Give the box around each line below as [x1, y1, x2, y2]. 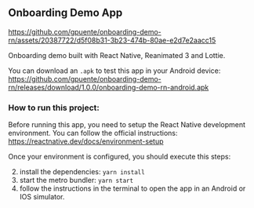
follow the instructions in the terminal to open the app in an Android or [19, 184, 246, 193]
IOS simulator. [19, 192, 65, 202]
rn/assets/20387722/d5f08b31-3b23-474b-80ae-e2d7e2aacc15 [8, 35, 216, 45]
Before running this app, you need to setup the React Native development [8, 120, 245, 130]
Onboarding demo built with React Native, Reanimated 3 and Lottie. [8, 50, 226, 60]
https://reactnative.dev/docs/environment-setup [8, 137, 164, 146]
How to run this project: [8, 102, 100, 113]
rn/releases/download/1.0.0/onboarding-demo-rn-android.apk [8, 82, 209, 92]
